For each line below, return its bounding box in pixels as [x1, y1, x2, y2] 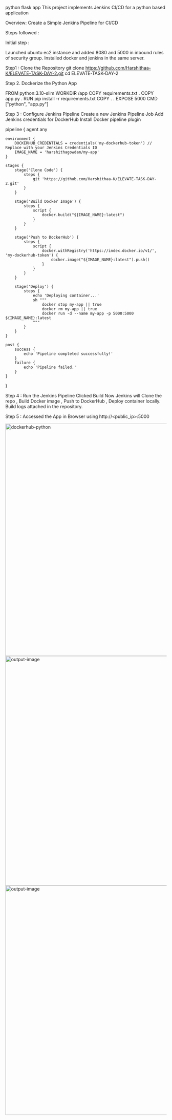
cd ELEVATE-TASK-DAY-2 [64, 70, 119, 76]
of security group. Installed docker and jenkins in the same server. [5, 55, 145, 61]
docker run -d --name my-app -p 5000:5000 [41, 311, 134, 316]
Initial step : [5, 39, 30, 46]
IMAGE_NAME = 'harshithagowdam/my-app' [14, 150, 100, 155]
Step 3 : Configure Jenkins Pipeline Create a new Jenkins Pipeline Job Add [5, 111, 164, 117]
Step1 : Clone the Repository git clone [5, 65, 84, 71]
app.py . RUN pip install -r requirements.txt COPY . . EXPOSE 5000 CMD [5, 96, 158, 101]
